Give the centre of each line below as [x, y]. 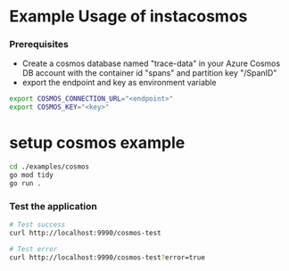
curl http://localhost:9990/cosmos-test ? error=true [107, 257]
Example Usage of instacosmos [128, 16]
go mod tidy [31, 176]
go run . [25, 183]
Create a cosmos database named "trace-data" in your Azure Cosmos [151, 63]
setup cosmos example [97, 143]
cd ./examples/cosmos [50, 167]
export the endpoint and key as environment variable [119, 83]
